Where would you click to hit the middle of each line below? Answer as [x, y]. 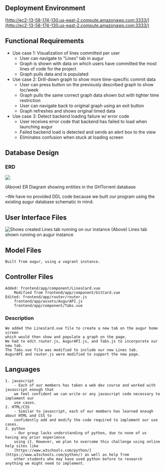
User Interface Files [36, 217]
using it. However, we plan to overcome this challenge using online [87, 442]
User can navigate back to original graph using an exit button [82, 106]
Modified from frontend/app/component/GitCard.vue [67, 293]
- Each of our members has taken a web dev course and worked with [85, 385]
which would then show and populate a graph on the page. [66, 337]
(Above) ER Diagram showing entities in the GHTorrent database [70, 187]
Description [20, 318]
